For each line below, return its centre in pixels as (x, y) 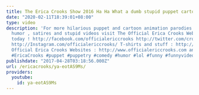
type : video (21, 22)
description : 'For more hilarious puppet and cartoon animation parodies (99, 28)
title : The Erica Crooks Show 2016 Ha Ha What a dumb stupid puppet (92, 12)
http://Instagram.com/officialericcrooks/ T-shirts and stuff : (92, 45)
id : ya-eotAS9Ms (37, 83)
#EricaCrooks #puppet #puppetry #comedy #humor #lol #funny (87, 55)
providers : (20, 72)
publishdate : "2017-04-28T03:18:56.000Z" (58, 61)
